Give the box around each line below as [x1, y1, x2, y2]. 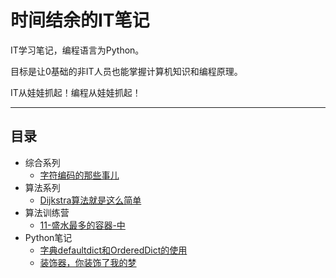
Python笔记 [24, 231, 73, 243]
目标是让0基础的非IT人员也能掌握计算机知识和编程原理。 [10, 65, 243, 77]
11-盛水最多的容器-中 [39, 219, 126, 231]
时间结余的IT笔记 [10, 9, 150, 32]
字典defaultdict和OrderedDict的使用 [39, 244, 188, 256]
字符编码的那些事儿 [39, 169, 120, 181]
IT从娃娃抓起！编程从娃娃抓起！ [10, 86, 142, 98]
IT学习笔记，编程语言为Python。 [10, 44, 145, 56]
